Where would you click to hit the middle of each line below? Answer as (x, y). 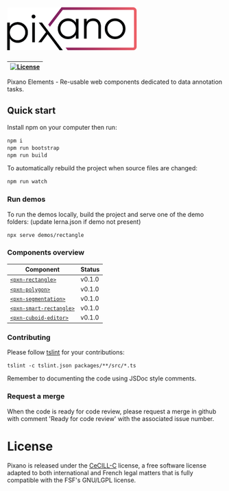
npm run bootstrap (33, 148)
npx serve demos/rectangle (46, 235)
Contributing (29, 337)
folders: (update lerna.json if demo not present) (74, 221)
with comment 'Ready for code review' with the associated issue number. (111, 418)
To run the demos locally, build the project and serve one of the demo (106, 214)
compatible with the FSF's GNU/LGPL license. (72, 480)
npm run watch (27, 182)
